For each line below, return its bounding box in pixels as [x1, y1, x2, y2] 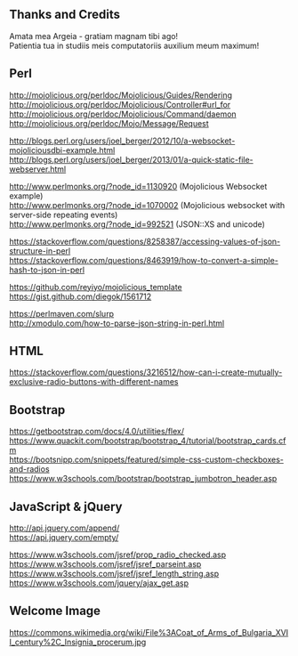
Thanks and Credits [9, 7, 121, 22]
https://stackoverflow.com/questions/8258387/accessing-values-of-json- [9, 236, 281, 247]
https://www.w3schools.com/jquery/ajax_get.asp [9, 578, 189, 588]
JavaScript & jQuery [9, 498, 123, 514]
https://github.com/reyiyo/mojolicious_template [9, 281, 182, 292]
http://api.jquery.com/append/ [9, 522, 120, 533]
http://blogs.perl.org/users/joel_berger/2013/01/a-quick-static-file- [9, 154, 254, 165]
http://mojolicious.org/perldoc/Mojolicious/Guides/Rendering [9, 89, 233, 101]
